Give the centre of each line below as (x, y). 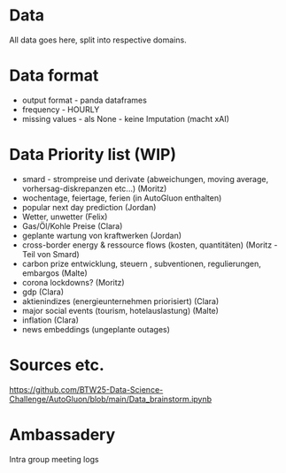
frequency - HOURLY (61, 109)
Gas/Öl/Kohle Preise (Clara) (72, 225)
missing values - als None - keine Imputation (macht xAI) (126, 118)
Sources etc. (57, 365)
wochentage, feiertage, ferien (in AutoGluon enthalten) (122, 198)
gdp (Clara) (43, 292)
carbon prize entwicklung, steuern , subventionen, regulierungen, (141, 263)
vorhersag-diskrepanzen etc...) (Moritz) (94, 188)
